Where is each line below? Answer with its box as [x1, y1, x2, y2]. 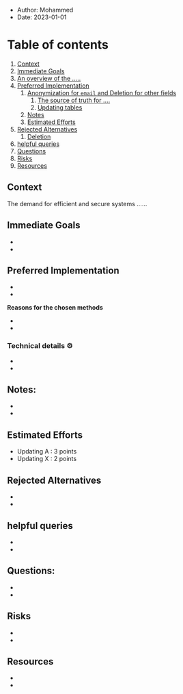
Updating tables [37, 103, 83, 112]
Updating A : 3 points [16, 447, 77, 456]
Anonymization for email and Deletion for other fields [27, 88, 176, 97]
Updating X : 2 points [16, 455, 77, 463]
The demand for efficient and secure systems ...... [7, 199, 147, 208]
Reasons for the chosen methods [7, 303, 104, 312]
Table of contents [7, 37, 109, 53]
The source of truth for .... [37, 96, 111, 104]
